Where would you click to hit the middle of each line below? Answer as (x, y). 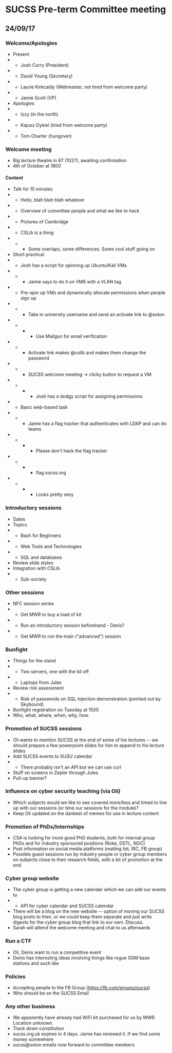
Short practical (28, 255)
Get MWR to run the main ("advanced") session (71, 636)
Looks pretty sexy (55, 494)
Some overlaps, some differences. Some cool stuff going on (92, 249)
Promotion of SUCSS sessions (44, 729)
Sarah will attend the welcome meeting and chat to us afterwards (81, 928)
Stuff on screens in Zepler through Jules (55, 772)
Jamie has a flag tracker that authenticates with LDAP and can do (97, 424)
